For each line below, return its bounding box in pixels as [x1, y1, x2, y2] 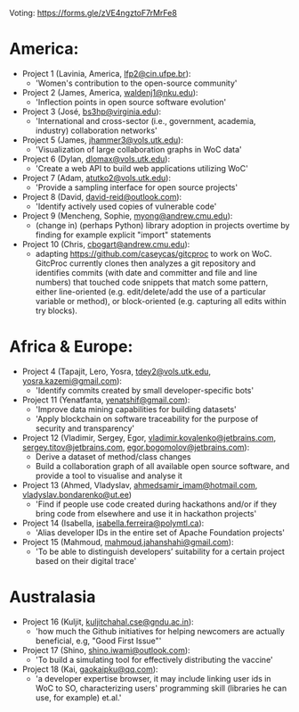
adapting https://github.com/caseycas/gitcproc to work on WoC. [35, 248, 272, 259]
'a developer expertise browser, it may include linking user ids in [35, 673, 271, 683]
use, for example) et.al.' [35, 691, 122, 703]
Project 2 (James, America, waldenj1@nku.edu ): [21, 87, 198, 97]
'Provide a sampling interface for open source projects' [35, 182, 238, 193]
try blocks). [35, 305, 78, 316]
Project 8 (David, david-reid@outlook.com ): [21, 191, 182, 202]
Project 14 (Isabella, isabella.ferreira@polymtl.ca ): [21, 517, 205, 528]
